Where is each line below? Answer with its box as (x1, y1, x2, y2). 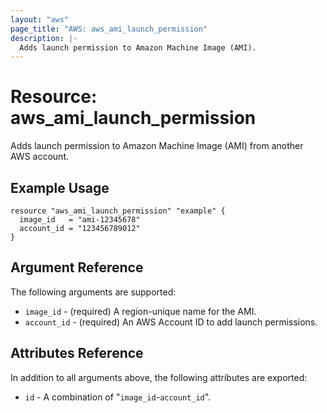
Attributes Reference (10, 345, 144, 362)
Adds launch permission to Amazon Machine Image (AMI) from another (10, 140, 304, 152)
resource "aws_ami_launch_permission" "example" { (10, 206, 226, 216)
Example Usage (10, 179, 110, 196)
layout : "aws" (10, 14, 70, 25)
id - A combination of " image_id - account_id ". (24, 391, 212, 403)
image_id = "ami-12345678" (19, 215, 141, 225)
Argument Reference (10, 259, 144, 276)
